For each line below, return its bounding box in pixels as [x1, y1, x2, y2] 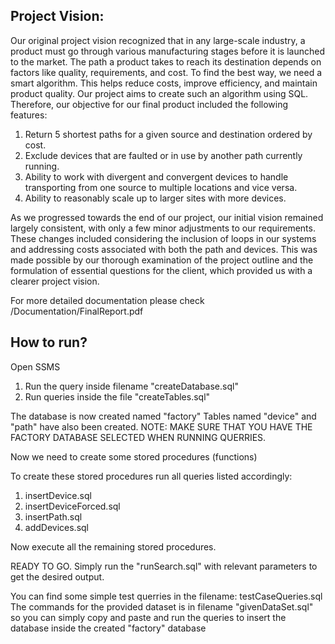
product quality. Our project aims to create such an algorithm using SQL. [10, 87, 309, 99]
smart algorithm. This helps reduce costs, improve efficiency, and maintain [10, 77, 318, 89]
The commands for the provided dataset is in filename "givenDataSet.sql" [10, 600, 314, 613]
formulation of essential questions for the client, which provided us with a [10, 264, 313, 276]
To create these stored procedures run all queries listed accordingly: [10, 470, 293, 482]
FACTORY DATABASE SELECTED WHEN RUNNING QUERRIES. [10, 431, 267, 443]
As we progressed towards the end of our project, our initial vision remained [10, 211, 324, 223]
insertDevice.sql [24, 489, 92, 501]
